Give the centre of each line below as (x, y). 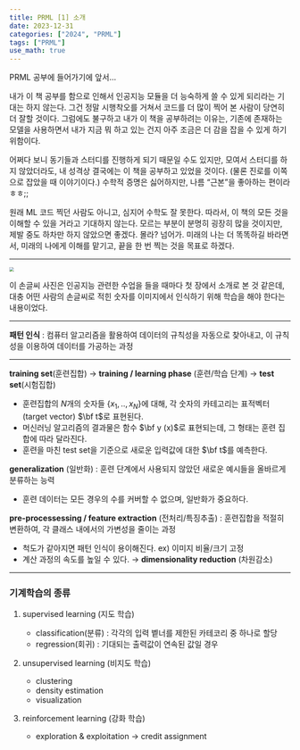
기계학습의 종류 (40, 593)
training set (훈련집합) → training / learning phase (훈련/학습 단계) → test (142, 374)
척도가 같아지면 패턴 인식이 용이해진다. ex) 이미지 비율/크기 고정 (133, 548)
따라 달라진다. (63, 438)
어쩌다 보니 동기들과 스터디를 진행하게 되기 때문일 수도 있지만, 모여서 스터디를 (144, 160)
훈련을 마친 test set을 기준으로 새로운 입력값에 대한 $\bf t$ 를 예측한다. (145, 450)
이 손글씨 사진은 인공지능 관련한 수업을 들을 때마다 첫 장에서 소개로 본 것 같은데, (147, 286)
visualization (58, 700)
